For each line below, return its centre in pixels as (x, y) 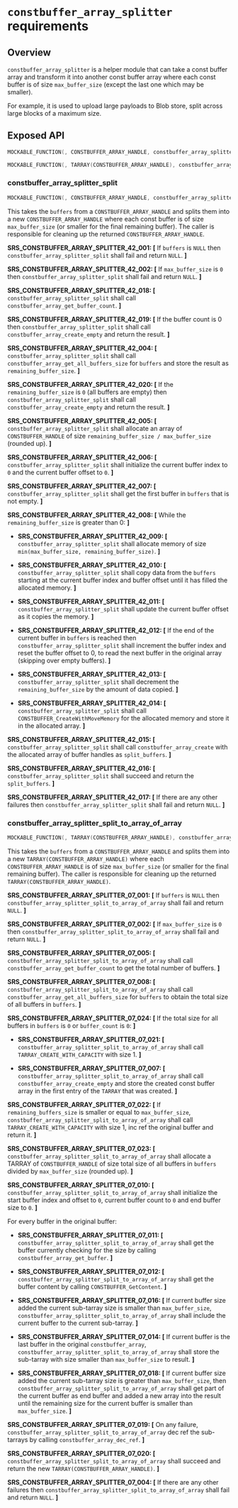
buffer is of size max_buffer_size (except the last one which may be (106, 84)
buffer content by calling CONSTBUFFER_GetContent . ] (92, 1286)
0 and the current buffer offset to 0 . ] (61, 472)
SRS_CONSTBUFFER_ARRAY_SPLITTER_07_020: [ (81, 1453)
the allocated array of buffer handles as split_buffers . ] (89, 754)
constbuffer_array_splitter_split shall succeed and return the (101, 775)
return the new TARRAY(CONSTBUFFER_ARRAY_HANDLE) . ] (83, 1468)
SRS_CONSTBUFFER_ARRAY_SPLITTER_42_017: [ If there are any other (113, 797)
